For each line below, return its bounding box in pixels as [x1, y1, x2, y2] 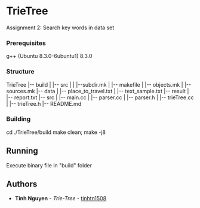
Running [6, 146, 39, 156]
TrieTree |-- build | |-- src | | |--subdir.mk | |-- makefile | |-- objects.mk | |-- [6, 81, 192, 88]
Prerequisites [6, 39, 46, 47]
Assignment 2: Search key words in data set [6, 24, 115, 31]
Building [6, 115, 31, 123]
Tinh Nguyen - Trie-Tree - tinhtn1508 [14, 195, 107, 202]
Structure [6, 68, 35, 76]
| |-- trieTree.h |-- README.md [6, 100, 82, 107]
